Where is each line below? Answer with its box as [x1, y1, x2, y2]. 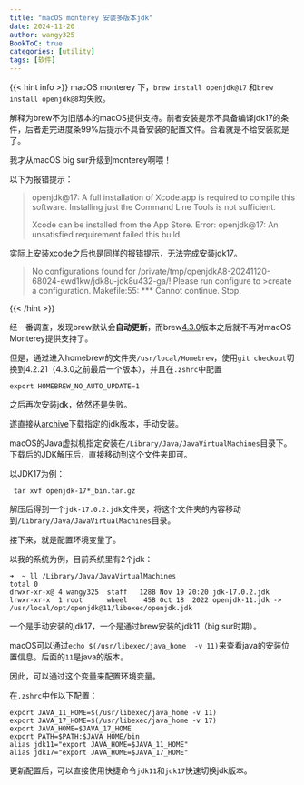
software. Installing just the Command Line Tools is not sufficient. [31, 202, 277, 212]
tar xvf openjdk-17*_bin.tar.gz [13, 487, 136, 496]
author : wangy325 [9, 30, 75, 39]
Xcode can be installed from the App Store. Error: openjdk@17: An [31, 219, 279, 230]
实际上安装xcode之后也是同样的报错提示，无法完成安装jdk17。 [9, 247, 242, 258]
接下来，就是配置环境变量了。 [9, 534, 121, 545]
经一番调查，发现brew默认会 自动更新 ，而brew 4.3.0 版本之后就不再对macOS [9, 322, 292, 332]
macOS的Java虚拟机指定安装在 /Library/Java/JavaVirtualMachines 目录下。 [9, 438, 292, 448]
